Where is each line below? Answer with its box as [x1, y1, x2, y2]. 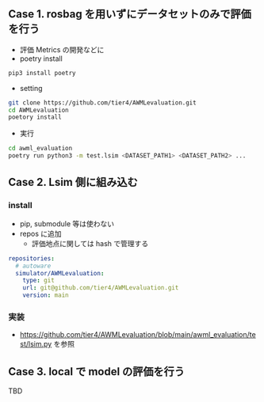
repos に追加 [19, 229, 62, 238]
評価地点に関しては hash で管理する [31, 238, 149, 248]
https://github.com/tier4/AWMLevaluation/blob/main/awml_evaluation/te [19, 330, 256, 339]
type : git [22, 276, 55, 285]
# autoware [15, 262, 52, 270]
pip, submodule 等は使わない [19, 218, 115, 228]
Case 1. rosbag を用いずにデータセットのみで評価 [8, 7, 251, 21]
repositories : [8, 254, 55, 263]
